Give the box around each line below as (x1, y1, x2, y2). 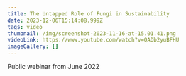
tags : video (7, 23, 43, 30)
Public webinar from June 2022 (7, 63, 100, 70)
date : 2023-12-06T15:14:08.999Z (7, 17, 103, 24)
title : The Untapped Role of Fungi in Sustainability (7, 10, 170, 18)
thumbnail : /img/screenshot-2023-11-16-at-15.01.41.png (7, 30, 176, 37)
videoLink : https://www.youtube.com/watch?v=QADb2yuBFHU (7, 37, 180, 44)
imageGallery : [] (7, 43, 59, 50)
